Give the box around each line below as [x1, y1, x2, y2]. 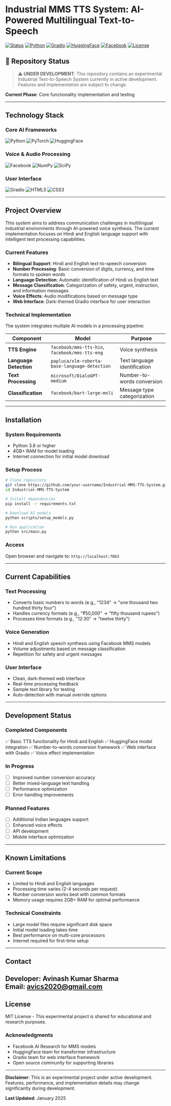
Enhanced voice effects [12, 822, 63, 828]
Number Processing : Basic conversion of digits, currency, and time [12, 266, 154, 272]
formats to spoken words [12, 271, 65, 278]
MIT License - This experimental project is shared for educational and [5, 1013, 152, 1020]
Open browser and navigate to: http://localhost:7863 [5, 553, 120, 559]
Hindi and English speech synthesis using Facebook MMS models [12, 640, 151, 646]
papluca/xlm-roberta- [50, 358, 103, 364]
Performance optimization [12, 786, 68, 792]
